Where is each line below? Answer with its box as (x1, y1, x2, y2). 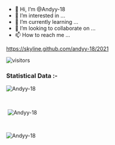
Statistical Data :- (6, 72, 58, 80)
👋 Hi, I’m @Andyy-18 (14, 6, 66, 13)
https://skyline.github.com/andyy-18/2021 (6, 45, 109, 52)
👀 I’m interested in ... (14, 12, 66, 19)
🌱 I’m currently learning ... (14, 18, 79, 25)
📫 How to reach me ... (14, 32, 70, 38)
